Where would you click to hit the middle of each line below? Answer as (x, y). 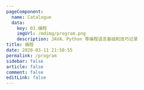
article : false (25, 67)
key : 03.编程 (32, 28)
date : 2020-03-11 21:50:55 (39, 50)
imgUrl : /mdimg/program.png (51, 34)
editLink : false (26, 78)
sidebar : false (25, 61)
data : (18, 22)
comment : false (25, 72)
